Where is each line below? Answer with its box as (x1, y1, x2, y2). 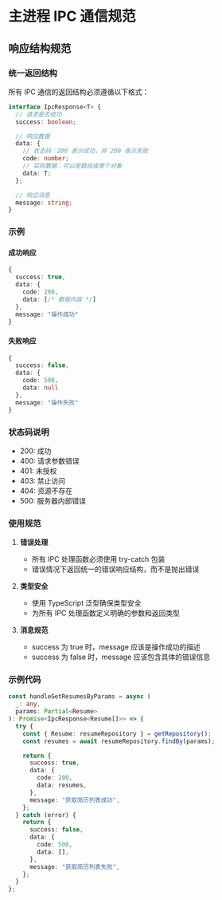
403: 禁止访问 (19, 476, 66, 485)
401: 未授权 (19, 466, 57, 476)
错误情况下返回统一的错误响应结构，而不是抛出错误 (31, 564, 200, 574)
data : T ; (22, 169, 52, 177)
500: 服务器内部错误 (19, 495, 86, 505)
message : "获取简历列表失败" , (29, 862, 121, 870)
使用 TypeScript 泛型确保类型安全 (31, 598, 142, 608)
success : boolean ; (15, 117, 77, 126)
